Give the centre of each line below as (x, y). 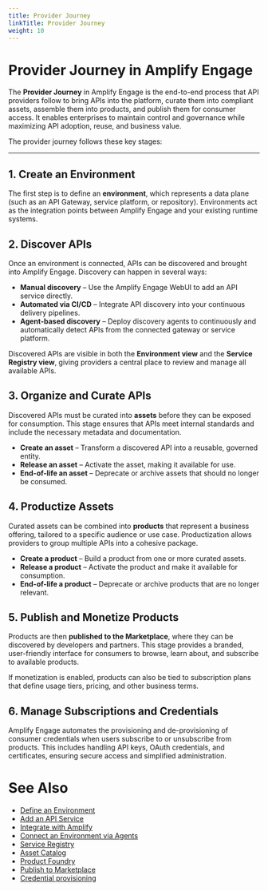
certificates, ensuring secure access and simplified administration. (118, 756)
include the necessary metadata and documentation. (95, 432)
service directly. (46, 296)
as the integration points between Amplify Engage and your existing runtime (133, 211)
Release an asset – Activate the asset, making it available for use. (128, 464)
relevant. (34, 592)
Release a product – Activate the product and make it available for (128, 567)
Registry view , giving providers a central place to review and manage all (127, 362)
